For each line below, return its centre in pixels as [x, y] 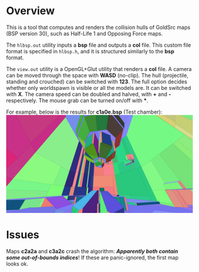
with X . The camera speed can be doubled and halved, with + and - [89, 94]
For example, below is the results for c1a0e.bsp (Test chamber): [84, 112]
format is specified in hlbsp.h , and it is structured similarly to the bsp [90, 51]
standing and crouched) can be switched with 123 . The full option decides [97, 82]
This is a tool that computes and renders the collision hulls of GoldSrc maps [98, 27]
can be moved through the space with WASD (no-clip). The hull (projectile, [97, 75]
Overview [31, 11]
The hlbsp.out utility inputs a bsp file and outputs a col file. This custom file [99, 45]
